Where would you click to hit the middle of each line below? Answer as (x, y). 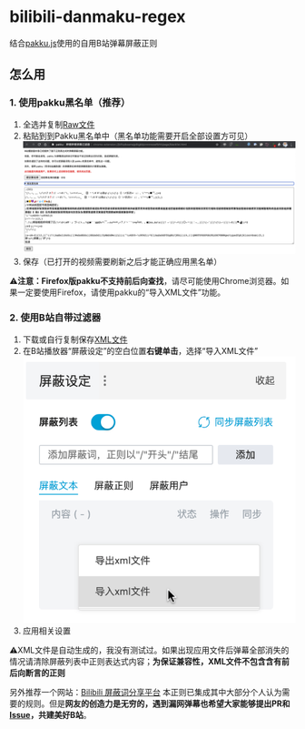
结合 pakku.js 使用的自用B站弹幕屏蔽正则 (84, 43)
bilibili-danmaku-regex (98, 17)
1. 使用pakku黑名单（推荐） (70, 103)
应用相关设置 (46, 631)
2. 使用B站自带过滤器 (55, 318)
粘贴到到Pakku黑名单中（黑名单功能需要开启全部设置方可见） (138, 136)
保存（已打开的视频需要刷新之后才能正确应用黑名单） (122, 261)
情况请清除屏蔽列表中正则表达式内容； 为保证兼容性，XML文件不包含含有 (146, 662)
